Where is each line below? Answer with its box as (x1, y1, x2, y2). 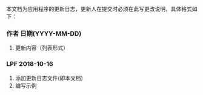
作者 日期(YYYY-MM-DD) (6, 29, 82, 38)
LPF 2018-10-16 (6, 60, 53, 68)
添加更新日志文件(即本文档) (15, 74, 84, 82)
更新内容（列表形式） (15, 44, 68, 51)
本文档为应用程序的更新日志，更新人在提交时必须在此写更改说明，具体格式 (6, 5, 192, 12)
